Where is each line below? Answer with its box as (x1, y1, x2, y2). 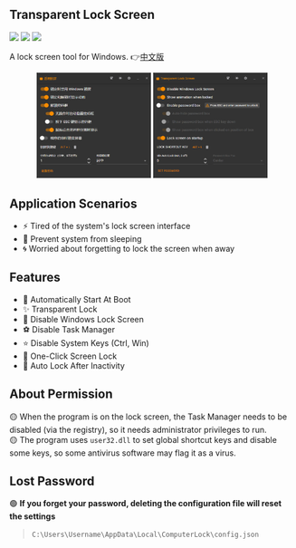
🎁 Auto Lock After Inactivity (22, 360, 125, 370)
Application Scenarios (9, 196, 138, 211)
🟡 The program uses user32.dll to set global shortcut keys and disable (9, 434, 278, 445)
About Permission (9, 387, 113, 402)
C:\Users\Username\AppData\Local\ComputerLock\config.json (31, 530, 260, 540)
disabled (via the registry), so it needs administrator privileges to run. (9, 424, 267, 435)
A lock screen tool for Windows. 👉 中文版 (9, 51, 165, 62)
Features (9, 270, 61, 285)
